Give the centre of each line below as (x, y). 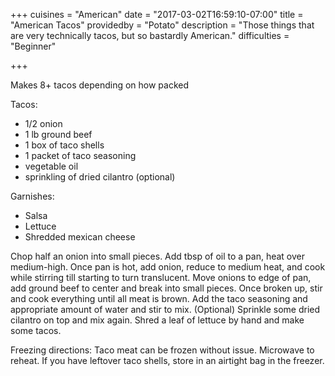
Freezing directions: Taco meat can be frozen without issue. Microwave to (162, 350)
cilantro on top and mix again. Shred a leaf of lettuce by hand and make (157, 320)
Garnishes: (32, 196)
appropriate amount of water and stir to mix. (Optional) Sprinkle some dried (165, 309)
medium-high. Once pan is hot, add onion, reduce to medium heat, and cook (168, 267)
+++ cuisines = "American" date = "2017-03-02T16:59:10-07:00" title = (157, 14)
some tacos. (36, 330)
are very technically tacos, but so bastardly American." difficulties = (150, 35)
